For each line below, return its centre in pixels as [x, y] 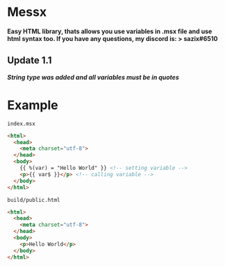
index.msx [22, 123]
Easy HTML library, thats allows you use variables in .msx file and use [110, 31]
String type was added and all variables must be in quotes [93, 77]
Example [33, 105]
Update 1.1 [30, 61]
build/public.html [34, 200]
